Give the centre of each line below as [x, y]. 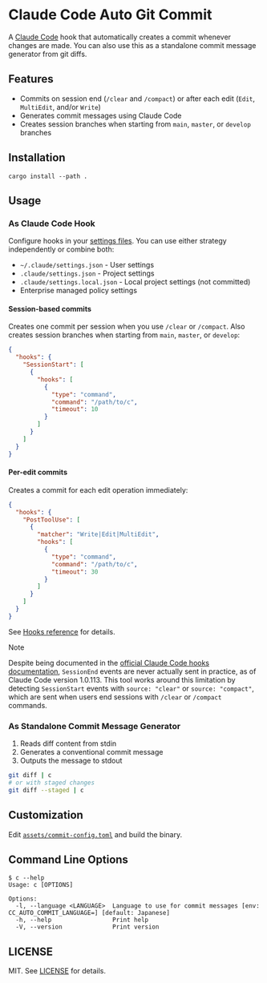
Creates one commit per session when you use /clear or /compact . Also [127, 327]
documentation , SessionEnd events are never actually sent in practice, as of [132, 671]
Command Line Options [68, 859]
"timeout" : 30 [75, 572]
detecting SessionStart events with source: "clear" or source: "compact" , [131, 688]
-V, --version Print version [87, 927]
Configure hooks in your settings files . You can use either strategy [117, 241]
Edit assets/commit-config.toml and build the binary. [95, 834]
